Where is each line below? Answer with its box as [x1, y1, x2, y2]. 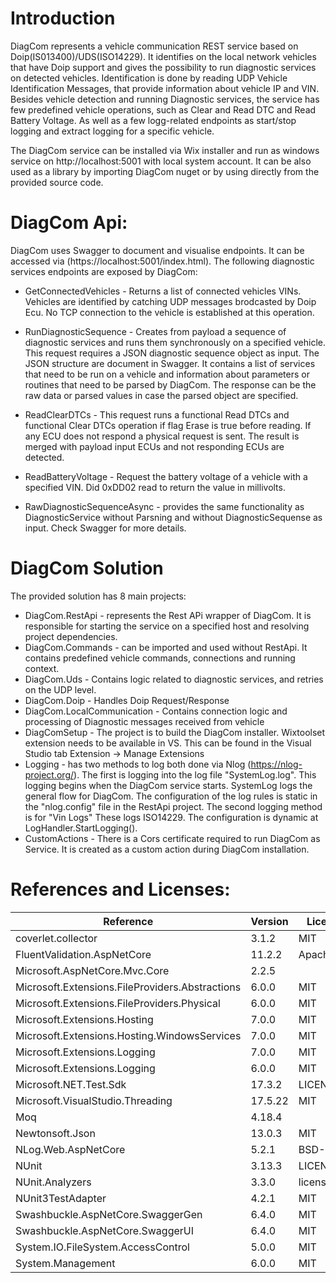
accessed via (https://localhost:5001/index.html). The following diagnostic [10, 255, 315, 267]
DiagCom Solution [10, 557, 164, 580]
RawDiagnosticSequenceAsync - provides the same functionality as [24, 500, 305, 512]
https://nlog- [250, 758, 303, 770]
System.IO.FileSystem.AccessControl [15, 1240, 190, 1254]
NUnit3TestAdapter [15, 1191, 107, 1205]
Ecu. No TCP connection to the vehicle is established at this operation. [24, 306, 315, 318]
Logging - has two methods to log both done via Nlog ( [24, 758, 252, 770]
